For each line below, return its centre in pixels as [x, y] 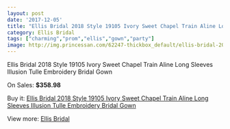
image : [16, 45]
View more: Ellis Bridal [38, 119]
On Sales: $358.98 [34, 85]
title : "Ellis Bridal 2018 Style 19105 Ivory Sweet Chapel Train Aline [111, 26]
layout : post [26, 13]
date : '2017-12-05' [35, 20]
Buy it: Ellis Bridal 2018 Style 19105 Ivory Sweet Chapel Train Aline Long [108, 98]
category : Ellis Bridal [41, 32]
